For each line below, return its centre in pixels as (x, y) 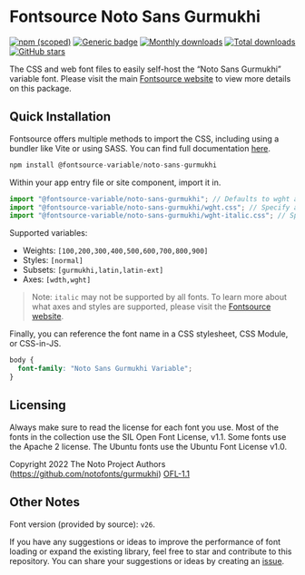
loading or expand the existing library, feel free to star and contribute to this (151, 551)
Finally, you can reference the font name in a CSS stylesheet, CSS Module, (149, 334)
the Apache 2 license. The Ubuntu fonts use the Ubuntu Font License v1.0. (148, 446)
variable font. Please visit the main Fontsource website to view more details (150, 78)
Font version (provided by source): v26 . (83, 524)
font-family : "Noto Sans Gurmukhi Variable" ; (105, 369)
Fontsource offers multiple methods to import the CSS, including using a (144, 139)
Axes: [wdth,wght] (57, 279)
